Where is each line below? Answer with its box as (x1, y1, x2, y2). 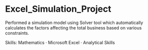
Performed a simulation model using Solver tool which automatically (5, 20, 144, 25)
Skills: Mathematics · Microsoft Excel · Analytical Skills (5, 39, 115, 45)
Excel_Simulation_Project (5, 3, 111, 15)
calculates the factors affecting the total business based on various (5, 25, 142, 30)
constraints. (5, 30, 30, 36)
